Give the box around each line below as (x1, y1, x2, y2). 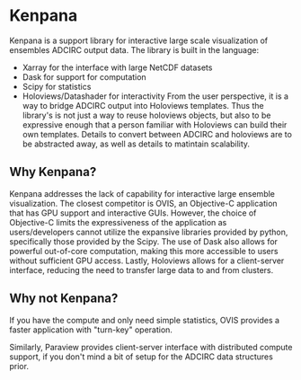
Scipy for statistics (22, 81, 92, 92)
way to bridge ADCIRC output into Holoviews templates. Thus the (22, 100, 264, 110)
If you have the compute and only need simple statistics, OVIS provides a (9, 314, 280, 325)
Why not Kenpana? (9, 291, 119, 306)
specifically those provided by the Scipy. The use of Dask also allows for (9, 235, 279, 247)
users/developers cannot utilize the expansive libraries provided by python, (9, 226, 288, 237)
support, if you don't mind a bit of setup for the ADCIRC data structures (9, 351, 274, 362)
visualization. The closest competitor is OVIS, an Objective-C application (9, 198, 278, 208)
